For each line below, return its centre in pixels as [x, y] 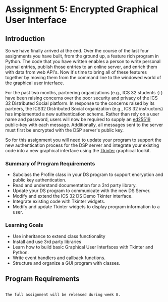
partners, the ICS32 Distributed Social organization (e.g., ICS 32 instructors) [84, 109]
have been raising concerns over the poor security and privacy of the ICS [81, 98]
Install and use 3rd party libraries [47, 241]
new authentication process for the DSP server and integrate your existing [82, 145]
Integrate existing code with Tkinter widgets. [59, 201]
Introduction [25, 39]
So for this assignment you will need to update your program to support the [83, 140]
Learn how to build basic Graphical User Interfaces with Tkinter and [83, 247]
